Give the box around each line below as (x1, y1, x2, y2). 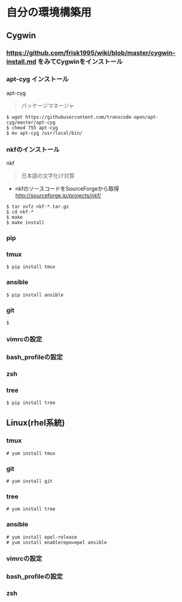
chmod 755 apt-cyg (12, 124, 59, 131)
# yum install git (6, 478, 53, 484)
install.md (6, 57, 36, 66)
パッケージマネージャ (21, 102, 75, 109)
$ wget (6, 114, 23, 120)
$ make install (6, 220, 45, 226)
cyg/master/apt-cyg (6, 119, 56, 126)
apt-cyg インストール (6, 75, 69, 83)
